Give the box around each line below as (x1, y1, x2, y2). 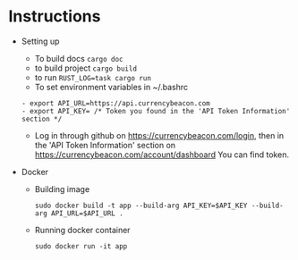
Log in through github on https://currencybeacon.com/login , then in (34, 130, 285, 140)
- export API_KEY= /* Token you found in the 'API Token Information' (21, 106, 291, 115)
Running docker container (34, 224, 131, 235)
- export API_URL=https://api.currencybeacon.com (21, 98, 211, 108)
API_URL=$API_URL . (51, 208, 124, 218)
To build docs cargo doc (34, 53, 123, 63)
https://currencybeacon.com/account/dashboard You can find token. (34, 149, 290, 160)
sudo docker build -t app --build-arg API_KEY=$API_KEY (34, 201, 248, 210)
